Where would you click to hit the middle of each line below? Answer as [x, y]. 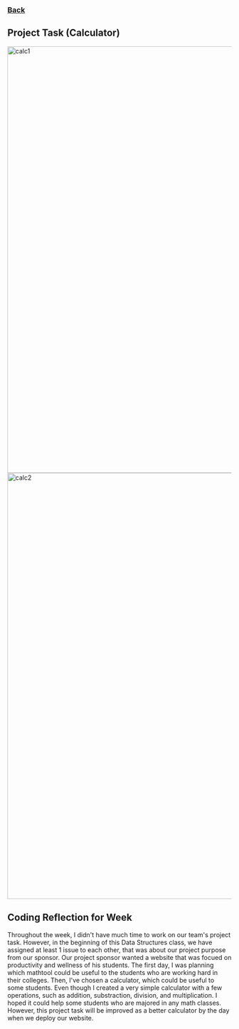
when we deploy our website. [51, 1018]
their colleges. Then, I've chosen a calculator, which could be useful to [111, 980]
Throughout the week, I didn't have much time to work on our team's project [119, 934]
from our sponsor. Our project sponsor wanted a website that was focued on [119, 957]
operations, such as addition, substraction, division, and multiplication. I [112, 995]
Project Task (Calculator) [64, 33]
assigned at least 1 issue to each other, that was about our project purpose [117, 950]
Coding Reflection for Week [70, 918]
